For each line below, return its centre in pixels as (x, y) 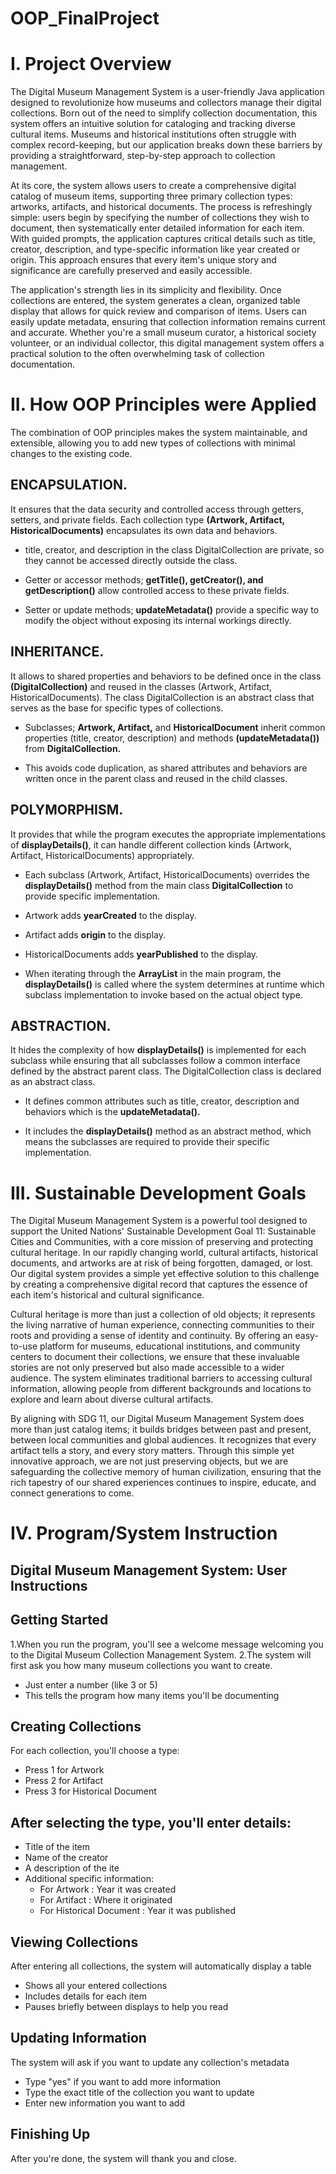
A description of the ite (72, 1868)
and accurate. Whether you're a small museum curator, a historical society (163, 333)
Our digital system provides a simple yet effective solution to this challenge (165, 1274)
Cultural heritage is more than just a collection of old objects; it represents (163, 1314)
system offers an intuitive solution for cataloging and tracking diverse (153, 124)
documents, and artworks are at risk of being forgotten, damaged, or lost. (162, 1263)
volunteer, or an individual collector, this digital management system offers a (167, 343)
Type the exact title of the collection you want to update (139, 2092)
